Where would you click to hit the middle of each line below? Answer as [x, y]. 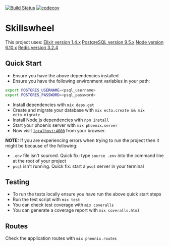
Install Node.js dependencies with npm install [61, 120]
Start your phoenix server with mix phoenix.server [65, 125]
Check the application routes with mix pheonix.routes [61, 238]
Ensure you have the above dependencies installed [66, 75]
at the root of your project [39, 161]
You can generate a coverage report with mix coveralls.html [76, 210]
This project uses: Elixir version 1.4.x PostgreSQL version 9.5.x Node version [84, 42]
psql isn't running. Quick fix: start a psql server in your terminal [78, 166]
